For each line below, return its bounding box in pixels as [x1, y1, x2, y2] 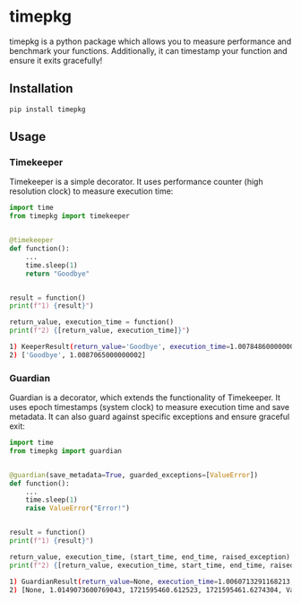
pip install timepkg [9, 105, 87, 114]
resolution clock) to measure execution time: [9, 186, 174, 197]
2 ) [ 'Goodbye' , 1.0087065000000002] [9, 350, 146, 360]
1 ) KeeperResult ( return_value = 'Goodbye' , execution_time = [9, 343, 230, 352]
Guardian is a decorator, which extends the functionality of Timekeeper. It [9, 392, 280, 403]
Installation [9, 81, 73, 96]
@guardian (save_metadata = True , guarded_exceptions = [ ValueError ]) [9, 470, 258, 479]
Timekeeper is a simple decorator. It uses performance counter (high [9, 177, 263, 188]
